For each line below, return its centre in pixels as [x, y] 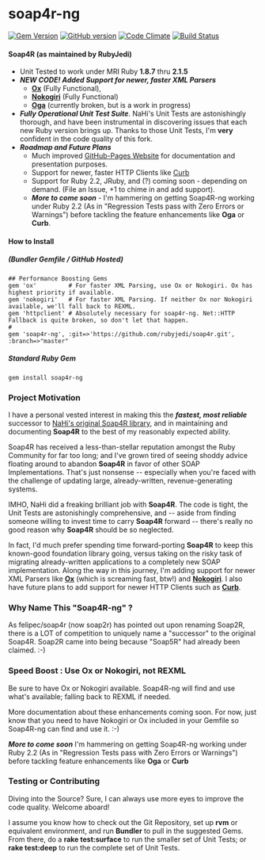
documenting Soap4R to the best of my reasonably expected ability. [119, 431]
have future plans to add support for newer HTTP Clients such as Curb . [125, 587]
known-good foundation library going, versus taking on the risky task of [125, 553]
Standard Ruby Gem [42, 358]
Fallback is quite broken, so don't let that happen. [99, 320]
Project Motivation [45, 397]
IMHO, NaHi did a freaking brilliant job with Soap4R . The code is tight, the [128, 504]
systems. [23, 489]
